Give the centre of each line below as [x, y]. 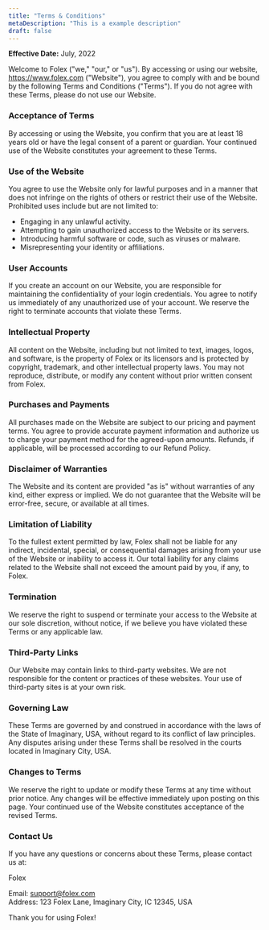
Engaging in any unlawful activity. [75, 221]
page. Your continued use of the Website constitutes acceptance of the [126, 807]
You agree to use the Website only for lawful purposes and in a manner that [133, 188]
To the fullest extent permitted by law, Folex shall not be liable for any [123, 542]
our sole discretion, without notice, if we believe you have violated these [128, 623]
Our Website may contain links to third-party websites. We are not [117, 670]
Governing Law [39, 708]
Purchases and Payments [59, 405]
